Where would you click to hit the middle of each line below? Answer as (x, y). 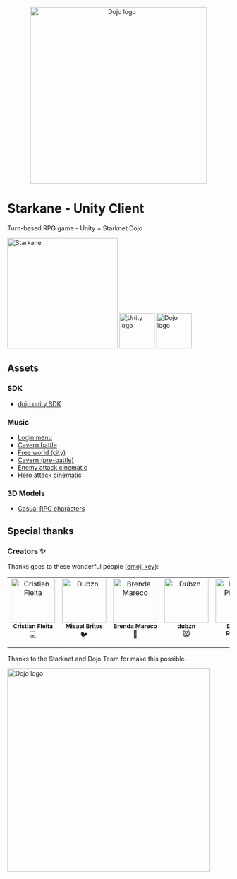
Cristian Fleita (33, 626)
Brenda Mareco (135, 626)
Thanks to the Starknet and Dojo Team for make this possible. (97, 659)
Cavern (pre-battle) (45, 460)
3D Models (26, 493)
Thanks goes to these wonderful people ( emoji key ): (83, 566)
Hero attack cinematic (50, 475)
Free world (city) (42, 452)
